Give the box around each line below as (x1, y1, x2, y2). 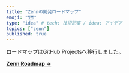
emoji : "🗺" (6, 14, 37, 20)
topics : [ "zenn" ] (6, 25, 50, 32)
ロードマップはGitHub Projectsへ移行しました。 (6, 48, 124, 56)
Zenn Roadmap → (6, 60, 52, 68)
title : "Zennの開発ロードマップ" (6, 8, 82, 15)
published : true (6, 31, 47, 37)
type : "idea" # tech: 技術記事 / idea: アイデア (6, 20, 123, 26)
